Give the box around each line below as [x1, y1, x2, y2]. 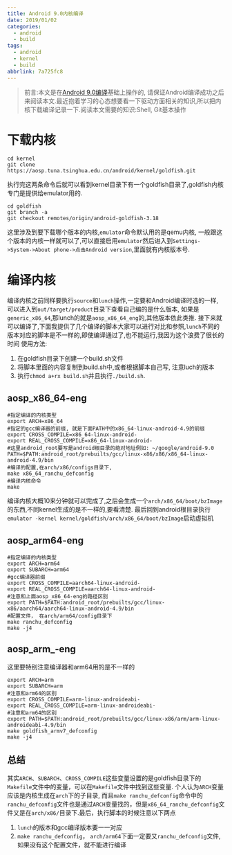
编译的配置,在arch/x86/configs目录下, [10, 465, 113, 471]
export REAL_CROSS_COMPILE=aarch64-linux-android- [7, 586, 156, 593]
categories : [7, 23, 41, 30]
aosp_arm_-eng [7, 643, 76, 655]
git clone [7, 161, 36, 168]
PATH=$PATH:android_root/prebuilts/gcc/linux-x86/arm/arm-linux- [28, 715, 221, 722]
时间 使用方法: [7, 340, 47, 348]
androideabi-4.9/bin [7, 721, 67, 728]
